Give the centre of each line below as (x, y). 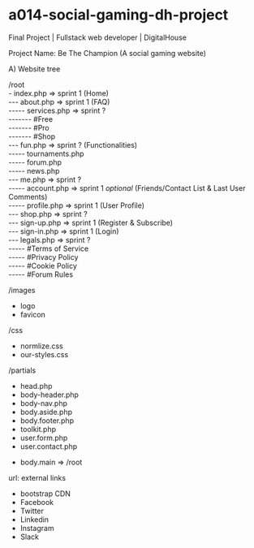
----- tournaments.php (46, 153)
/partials (22, 370)
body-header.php (50, 395)
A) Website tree (34, 69)
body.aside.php (46, 412)
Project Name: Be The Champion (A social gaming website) (108, 53)
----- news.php (34, 170)
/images (22, 290)
